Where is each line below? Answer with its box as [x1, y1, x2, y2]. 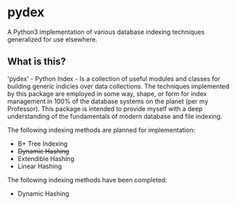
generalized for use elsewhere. [7, 35, 98, 43]
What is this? [7, 56, 66, 68]
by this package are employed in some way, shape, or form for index [7, 89, 207, 98]
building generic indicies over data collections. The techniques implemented [7, 82, 230, 90]
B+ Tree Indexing [17, 139, 69, 148]
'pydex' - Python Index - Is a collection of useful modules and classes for [7, 74, 220, 83]
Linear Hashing [17, 162, 62, 170]
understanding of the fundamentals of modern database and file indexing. [7, 112, 223, 120]
